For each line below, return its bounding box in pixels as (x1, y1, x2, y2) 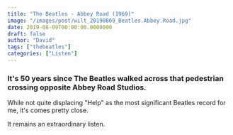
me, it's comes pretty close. (7, 106, 89, 114)
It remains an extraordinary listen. (7, 120, 106, 129)
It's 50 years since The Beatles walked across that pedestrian (7, 73, 225, 83)
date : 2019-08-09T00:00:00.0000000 (7, 23, 113, 31)
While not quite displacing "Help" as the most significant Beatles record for (7, 99, 227, 107)
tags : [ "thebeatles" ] (7, 43, 72, 50)
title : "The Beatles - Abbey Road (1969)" (7, 10, 135, 18)
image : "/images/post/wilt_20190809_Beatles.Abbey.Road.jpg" (7, 17, 192, 24)
